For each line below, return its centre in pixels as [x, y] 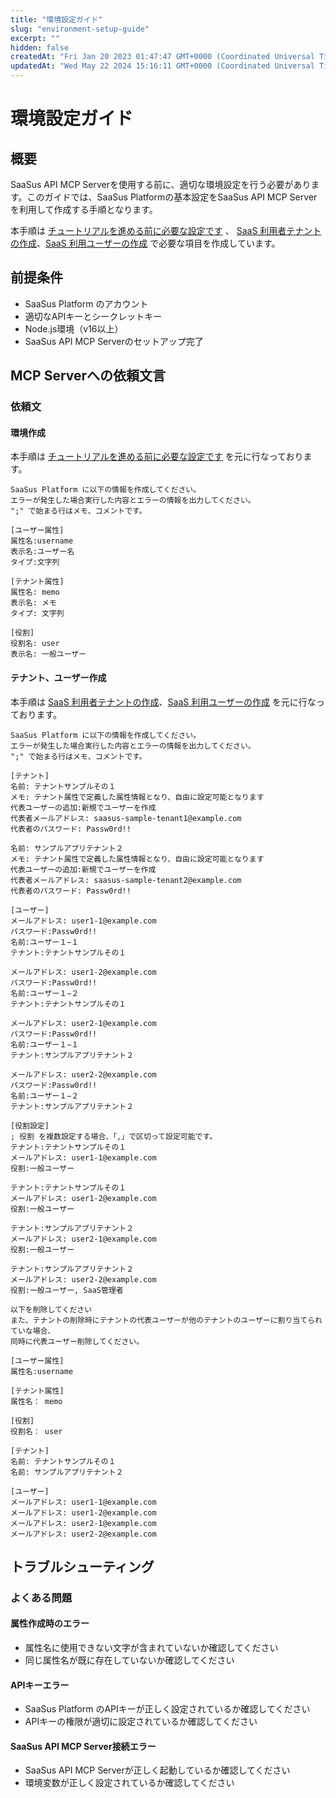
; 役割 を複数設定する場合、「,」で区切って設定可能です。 [114, 1136]
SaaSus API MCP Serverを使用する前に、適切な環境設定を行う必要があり [161, 184]
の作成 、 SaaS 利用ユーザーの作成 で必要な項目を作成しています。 [145, 243]
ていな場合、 [33, 1331]
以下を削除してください [51, 1309]
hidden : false [40, 47]
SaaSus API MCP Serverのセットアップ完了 [114, 341]
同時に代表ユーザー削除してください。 [77, 1341]
